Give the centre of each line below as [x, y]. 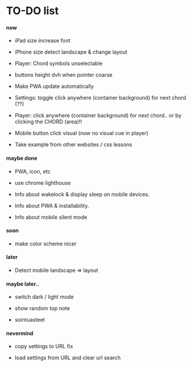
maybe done [22, 158]
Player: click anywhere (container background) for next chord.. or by [98, 116]
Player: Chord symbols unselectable [58, 64]
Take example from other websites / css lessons [73, 145]
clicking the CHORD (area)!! [48, 122]
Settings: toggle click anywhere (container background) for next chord [100, 98]
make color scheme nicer [45, 244]
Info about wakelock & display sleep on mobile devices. [82, 194]
